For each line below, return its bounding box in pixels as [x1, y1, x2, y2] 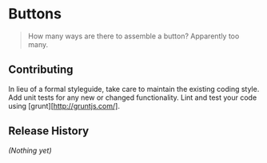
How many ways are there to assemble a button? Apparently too [27, 31, 240, 41]
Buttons [8, 5, 62, 23]
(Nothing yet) [8, 145, 52, 155]
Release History [8, 125, 90, 138]
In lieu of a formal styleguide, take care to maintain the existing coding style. [8, 84, 260, 93]
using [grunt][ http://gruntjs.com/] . [8, 101, 120, 110]
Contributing [8, 63, 74, 77]
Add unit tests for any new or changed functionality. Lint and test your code [8, 93, 257, 102]
